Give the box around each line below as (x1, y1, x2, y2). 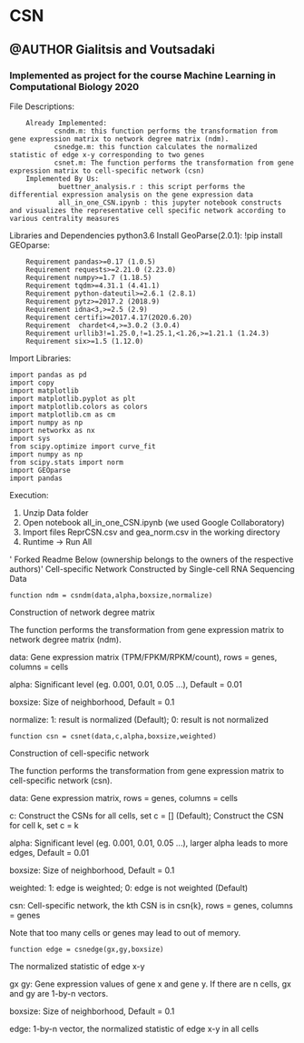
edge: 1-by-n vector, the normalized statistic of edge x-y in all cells (9, 1023, 260, 1034)
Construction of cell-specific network (9, 747, 150, 758)
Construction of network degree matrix (9, 607, 156, 617)
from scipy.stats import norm (9, 457, 124, 466)
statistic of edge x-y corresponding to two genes (9, 150, 205, 159)
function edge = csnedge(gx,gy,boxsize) (9, 945, 165, 954)
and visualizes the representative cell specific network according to (9, 206, 286, 215)
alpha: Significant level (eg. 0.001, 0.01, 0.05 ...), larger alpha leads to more (9, 837, 289, 848)
